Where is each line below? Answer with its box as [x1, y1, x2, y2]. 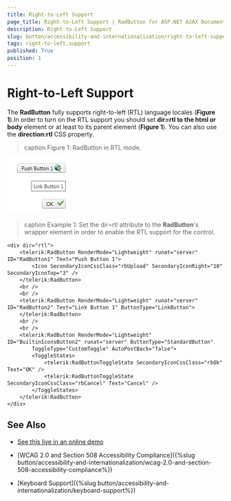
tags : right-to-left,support [7, 40, 91, 48]
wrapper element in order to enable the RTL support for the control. [23, 227, 215, 236]
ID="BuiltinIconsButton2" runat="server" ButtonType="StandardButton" [7, 338, 214, 345]
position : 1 [7, 55, 41, 62]
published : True [7, 48, 54, 54]
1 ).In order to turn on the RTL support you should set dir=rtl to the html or [7, 115, 217, 123]
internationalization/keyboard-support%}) [16, 486, 136, 494]
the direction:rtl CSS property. [7, 130, 94, 138]
